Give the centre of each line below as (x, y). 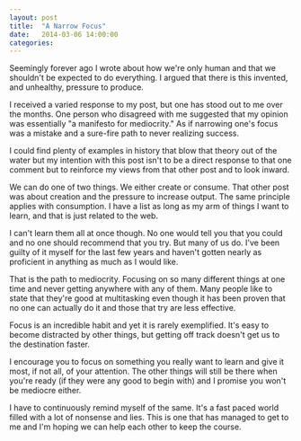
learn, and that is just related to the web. (84, 216)
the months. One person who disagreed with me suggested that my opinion (149, 114)
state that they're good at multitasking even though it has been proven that (147, 298)
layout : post (34, 18)
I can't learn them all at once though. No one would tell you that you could (146, 234)
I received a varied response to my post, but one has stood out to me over (146, 105)
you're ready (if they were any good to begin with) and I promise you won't (148, 381)
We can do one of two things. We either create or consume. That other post (149, 187)
